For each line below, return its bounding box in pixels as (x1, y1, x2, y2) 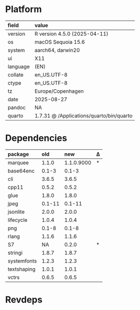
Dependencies (5, 133, 67, 144)
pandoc (8, 104, 26, 111)
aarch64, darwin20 (34, 46, 80, 53)
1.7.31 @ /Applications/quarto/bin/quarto (34, 112, 133, 119)
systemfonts (8, 257, 37, 264)
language (8, 63, 30, 70)
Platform (5, 4, 42, 15)
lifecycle (8, 216, 28, 223)
